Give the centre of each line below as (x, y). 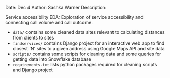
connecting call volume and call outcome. (49, 23)
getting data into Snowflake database (52, 59)
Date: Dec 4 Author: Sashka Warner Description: (56, 7)
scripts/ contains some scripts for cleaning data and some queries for (87, 54)
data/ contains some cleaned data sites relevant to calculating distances (89, 32)
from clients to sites (33, 38)
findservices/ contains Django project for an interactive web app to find (89, 43)
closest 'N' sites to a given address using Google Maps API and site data (89, 48)
